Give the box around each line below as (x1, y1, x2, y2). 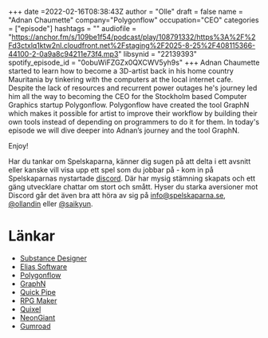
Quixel (19, 304, 41, 314)
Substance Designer (19, 253, 88, 263)
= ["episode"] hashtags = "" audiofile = (8, 24, 137, 33)
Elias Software (19, 261, 68, 271)
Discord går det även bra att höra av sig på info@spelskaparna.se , (8, 191, 226, 200)
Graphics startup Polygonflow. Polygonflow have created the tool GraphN (8, 100, 250, 109)
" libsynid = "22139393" (118, 50, 198, 58)
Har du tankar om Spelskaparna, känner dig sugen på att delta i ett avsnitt (8, 157, 251, 166)
